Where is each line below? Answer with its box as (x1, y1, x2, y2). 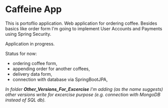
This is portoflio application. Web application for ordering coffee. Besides (5, 20, 157, 26)
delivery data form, (12, 71, 52, 77)
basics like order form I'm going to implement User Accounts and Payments (5, 25, 162, 31)
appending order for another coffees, (12, 66, 90, 72)
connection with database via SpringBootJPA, (12, 76, 108, 82)
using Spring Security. (5, 31, 51, 37)
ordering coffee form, (12, 60, 58, 66)
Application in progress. (5, 40, 55, 46)
